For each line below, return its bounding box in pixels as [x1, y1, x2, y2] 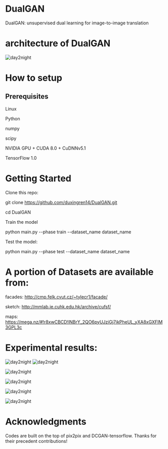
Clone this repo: [5, 189, 39, 195]
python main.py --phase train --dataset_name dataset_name [5, 229, 132, 235]
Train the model [5, 219, 38, 225]
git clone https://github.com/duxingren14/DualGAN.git [5, 199, 117, 205]
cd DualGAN [5, 209, 31, 215]
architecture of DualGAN [5, 38, 111, 49]
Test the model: [5, 238, 38, 245]
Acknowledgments [5, 416, 87, 427]
